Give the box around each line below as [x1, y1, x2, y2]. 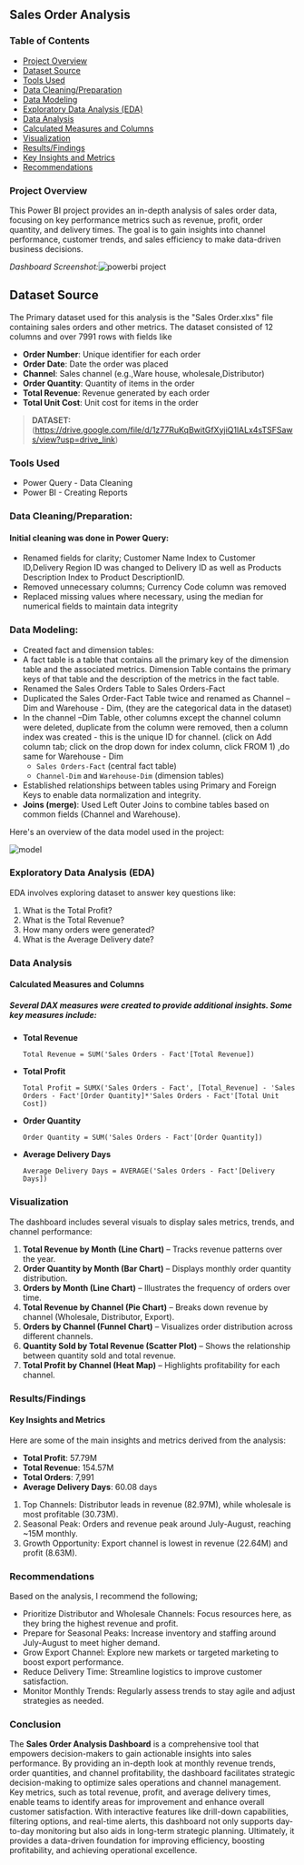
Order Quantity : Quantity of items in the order [22, 378, 195, 388]
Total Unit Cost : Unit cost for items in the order [22, 397, 200, 408]
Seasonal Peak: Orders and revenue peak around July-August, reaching [22, 1518, 292, 1529]
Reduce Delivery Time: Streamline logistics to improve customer [22, 1667, 263, 1678]
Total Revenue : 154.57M [22, 1462, 114, 1473]
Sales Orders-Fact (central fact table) [35, 760, 177, 771]
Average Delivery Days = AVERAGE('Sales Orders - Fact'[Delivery [22, 1166, 275, 1176]
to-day [9, 1826, 34, 1837]
